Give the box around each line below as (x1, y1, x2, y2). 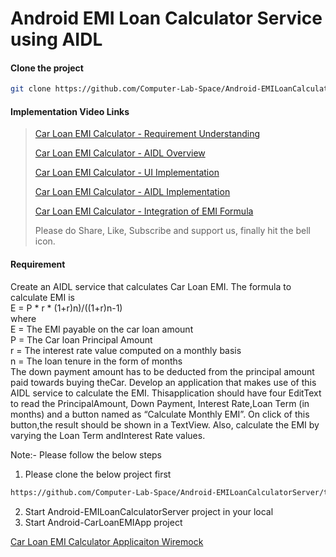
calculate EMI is (10, 291, 75, 303)
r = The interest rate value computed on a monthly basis (10, 344, 242, 356)
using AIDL (10, 28, 103, 51)
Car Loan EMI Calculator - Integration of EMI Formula (34, 205, 254, 217)
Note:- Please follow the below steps (10, 448, 162, 461)
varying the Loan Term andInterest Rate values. (10, 429, 206, 441)
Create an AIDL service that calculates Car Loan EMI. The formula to (10, 280, 292, 292)
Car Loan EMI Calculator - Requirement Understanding (34, 128, 261, 140)
